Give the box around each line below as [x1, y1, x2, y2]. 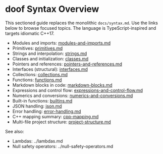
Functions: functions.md [12, 77, 62, 83]
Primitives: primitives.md [12, 45, 63, 51]
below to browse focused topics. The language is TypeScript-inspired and [5, 25, 157, 31]
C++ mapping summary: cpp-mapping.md [12, 113, 99, 119]
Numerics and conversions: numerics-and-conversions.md [12, 93, 133, 99]
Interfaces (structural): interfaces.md [12, 66, 88, 72]
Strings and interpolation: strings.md [12, 51, 87, 56]
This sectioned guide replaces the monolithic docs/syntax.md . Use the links [5, 20, 158, 26]
